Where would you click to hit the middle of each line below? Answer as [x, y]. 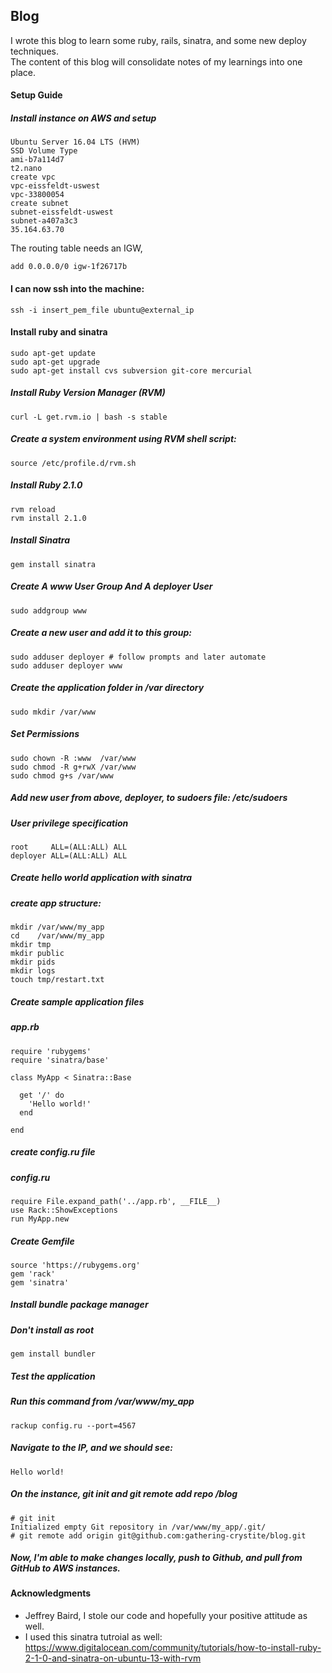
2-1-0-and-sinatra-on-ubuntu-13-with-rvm [113, 1658]
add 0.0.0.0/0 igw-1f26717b [69, 267]
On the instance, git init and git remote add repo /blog [124, 1494]
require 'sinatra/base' [60, 1060]
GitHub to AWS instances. [65, 1568]
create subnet [40, 204]
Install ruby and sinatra [59, 332]
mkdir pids [33, 962]
